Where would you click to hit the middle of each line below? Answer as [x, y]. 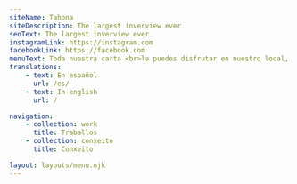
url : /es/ [51, 84]
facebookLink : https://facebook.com [77, 51]
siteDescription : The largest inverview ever [95, 26]
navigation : [31, 116]
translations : [36, 68]
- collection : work [62, 124]
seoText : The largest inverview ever [79, 34]
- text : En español [62, 76]
